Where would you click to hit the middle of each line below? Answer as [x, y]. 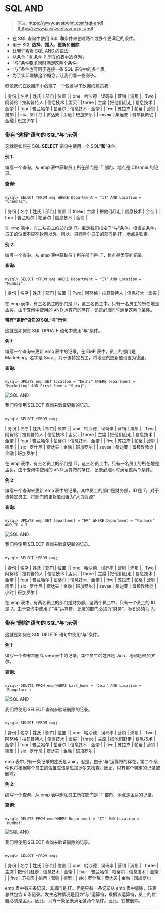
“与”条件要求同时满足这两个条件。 [46, 63]
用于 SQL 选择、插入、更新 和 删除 [46, 44]
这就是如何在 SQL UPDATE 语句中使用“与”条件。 [54, 331]
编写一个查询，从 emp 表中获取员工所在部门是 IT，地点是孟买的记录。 [76, 255]
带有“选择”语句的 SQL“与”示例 [41, 135]
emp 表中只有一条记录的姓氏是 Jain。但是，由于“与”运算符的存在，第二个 [79, 761]
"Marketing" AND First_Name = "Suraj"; [46, 386]
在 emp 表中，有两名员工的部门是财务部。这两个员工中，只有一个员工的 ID [80, 603]
